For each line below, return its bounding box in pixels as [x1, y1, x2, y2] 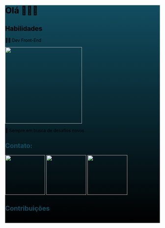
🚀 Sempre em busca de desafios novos [5, 128, 84, 133]
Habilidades [5, 24, 43, 33]
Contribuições [5, 205, 50, 213]
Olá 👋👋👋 [5, 5, 38, 16]
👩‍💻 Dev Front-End [5, 37, 42, 43]
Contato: [5, 142, 33, 150]
